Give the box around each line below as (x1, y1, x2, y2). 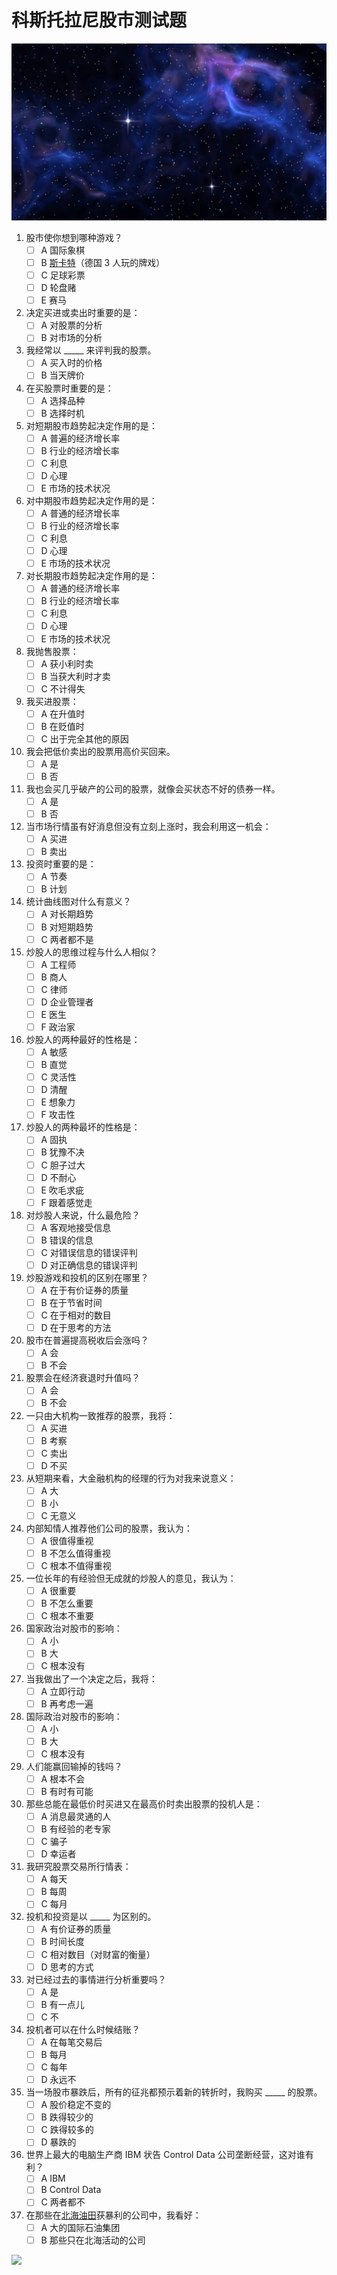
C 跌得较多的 (40, 2124, 94, 2136)
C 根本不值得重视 (40, 1560, 112, 1572)
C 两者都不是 (40, 933, 94, 945)
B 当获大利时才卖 (40, 670, 111, 682)
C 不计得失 (40, 682, 86, 695)
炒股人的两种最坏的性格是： (25, 1121, 141, 1133)
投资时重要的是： (25, 858, 97, 870)
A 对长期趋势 (40, 908, 94, 920)
